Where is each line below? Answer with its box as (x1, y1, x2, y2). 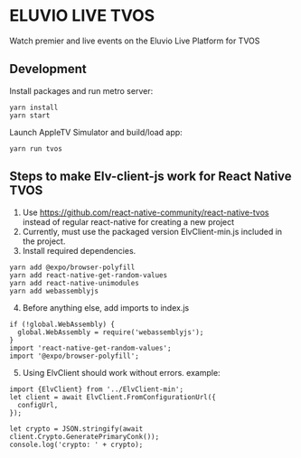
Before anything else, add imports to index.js (22, 302, 190, 313)
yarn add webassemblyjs (9, 286, 99, 295)
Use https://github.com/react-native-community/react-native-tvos (22, 207, 269, 218)
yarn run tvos (9, 144, 63, 154)
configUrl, (17, 400, 59, 409)
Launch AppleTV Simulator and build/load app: (9, 126, 183, 137)
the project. (22, 236, 66, 247)
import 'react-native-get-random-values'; (9, 343, 172, 352)
